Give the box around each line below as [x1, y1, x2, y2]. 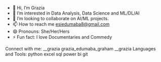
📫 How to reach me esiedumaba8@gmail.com [12, 21, 110, 27]
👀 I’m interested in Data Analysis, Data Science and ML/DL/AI [12, 10, 140, 16]
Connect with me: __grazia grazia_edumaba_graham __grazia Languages [5, 46, 156, 51]
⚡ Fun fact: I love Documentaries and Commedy [12, 34, 113, 40]
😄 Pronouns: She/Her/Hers [12, 28, 70, 34]
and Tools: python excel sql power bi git [5, 51, 88, 57]
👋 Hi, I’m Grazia [12, 5, 45, 11]
